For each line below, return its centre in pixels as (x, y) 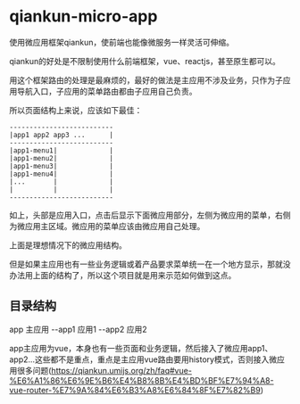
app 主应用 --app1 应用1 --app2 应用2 (78, 329)
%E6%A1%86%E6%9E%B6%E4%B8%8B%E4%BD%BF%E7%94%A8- (142, 380)
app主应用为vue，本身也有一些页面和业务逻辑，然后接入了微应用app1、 (141, 348)
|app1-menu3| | (62, 166)
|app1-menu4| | (62, 174)
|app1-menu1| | (62, 150)
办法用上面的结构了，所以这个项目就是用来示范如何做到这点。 (123, 275)
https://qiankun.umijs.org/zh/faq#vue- (121, 370)
